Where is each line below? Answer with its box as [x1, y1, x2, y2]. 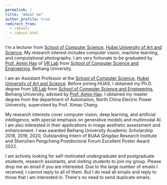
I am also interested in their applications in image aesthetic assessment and [5, 122, 161, 128]
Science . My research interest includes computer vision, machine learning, [5, 49, 159, 55]
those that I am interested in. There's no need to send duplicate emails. [5, 174, 151, 180]
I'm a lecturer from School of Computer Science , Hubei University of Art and [5, 44, 162, 50]
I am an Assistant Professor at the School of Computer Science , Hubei [5, 75, 150, 81]
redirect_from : [5, 21, 37, 26]
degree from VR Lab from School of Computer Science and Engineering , [5, 86, 154, 91]
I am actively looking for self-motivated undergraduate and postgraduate [5, 153, 155, 159]
